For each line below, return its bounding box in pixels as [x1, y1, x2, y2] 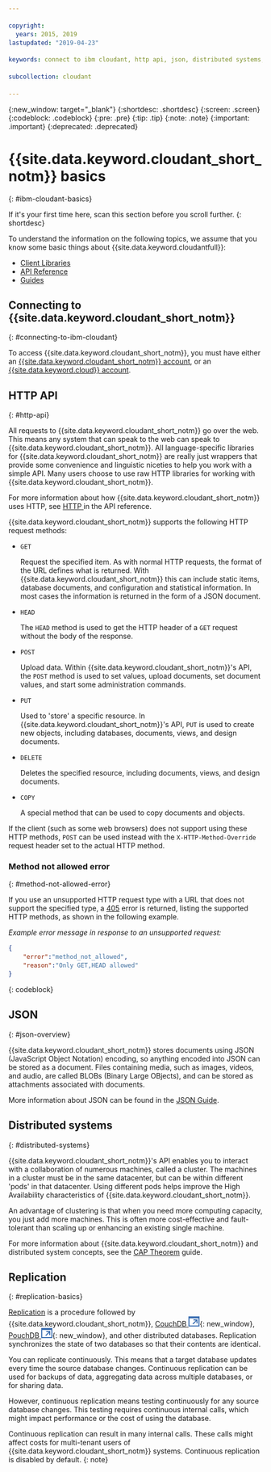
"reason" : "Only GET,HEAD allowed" [23, 961, 139, 969]
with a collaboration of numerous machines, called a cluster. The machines [8, 1164, 257, 1174]
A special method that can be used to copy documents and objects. [19, 808, 245, 818]
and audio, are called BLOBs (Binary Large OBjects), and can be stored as [8, 1070, 254, 1080]
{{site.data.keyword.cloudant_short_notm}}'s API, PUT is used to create [19, 720, 255, 730]
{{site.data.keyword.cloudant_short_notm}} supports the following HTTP [8, 517, 248, 527]
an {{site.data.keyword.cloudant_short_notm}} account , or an [8, 356, 211, 367]
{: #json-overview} [8, 1029, 71, 1039]
